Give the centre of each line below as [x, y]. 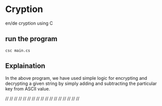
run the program [32, 39]
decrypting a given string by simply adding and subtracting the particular [81, 83]
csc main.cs [18, 50]
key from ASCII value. [28, 88]
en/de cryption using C [29, 23]
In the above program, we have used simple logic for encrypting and [76, 78]
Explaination [25, 66]
